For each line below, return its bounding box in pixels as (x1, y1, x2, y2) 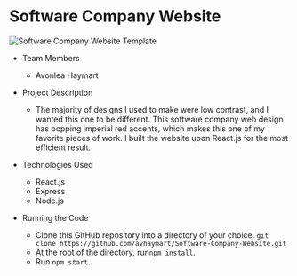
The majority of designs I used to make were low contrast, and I (35, 104, 269, 114)
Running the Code (21, 212, 89, 223)
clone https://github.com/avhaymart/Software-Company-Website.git (35, 239, 287, 248)
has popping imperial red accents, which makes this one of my (35, 122, 265, 134)
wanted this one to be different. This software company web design (35, 114, 284, 124)
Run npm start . (35, 256, 91, 267)
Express (35, 185, 66, 196)
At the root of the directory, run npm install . (35, 247, 196, 257)
